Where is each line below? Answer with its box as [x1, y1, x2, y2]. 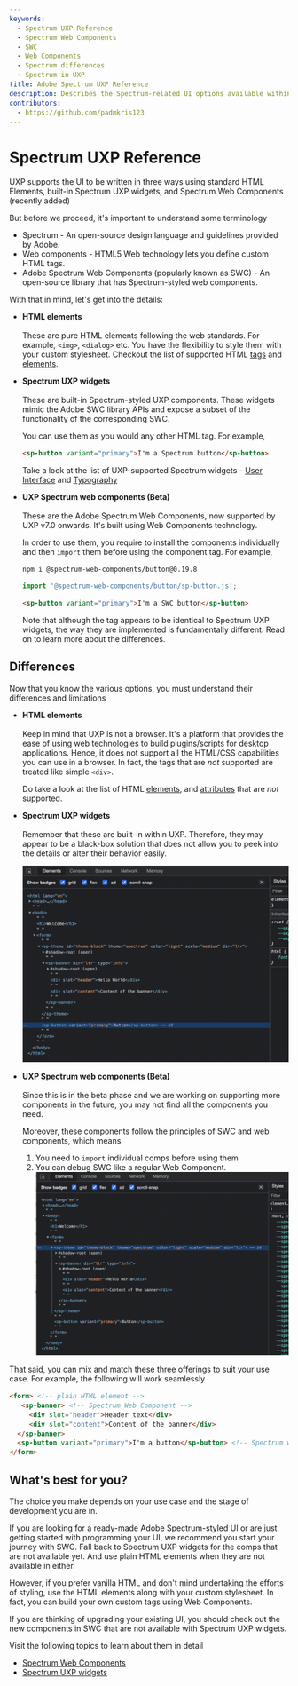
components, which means [21, 1136, 122, 1146]
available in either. [9, 1561, 75, 1571]
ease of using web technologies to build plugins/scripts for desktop [21, 738, 269, 748]
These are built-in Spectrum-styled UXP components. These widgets [21, 395, 275, 406]
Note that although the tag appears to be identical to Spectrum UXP [21, 614, 270, 625]
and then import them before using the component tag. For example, [21, 547, 273, 558]
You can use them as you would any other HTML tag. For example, [21, 431, 266, 441]
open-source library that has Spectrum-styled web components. [21, 277, 259, 288]
